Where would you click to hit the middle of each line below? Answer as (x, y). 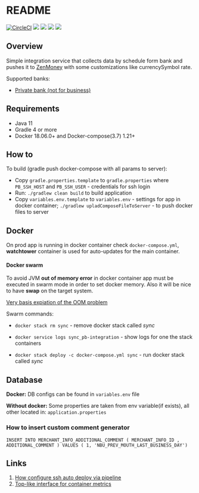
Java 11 (24, 123)
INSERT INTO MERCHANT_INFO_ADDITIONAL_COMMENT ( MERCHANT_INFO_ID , (93, 440)
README (29, 10)
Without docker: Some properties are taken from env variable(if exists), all (98, 406)
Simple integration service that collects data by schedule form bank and (94, 61)
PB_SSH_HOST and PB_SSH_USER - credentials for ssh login (83, 187)
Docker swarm (25, 265)
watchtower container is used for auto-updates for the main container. (93, 251)
